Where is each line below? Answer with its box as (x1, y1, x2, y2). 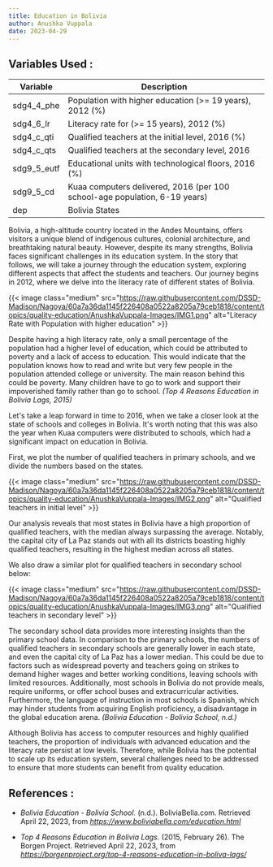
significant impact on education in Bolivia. (8, 436, 149, 447)
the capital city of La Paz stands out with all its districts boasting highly (8, 535, 246, 545)
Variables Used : (8, 57, 93, 71)
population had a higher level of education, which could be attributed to (8, 343, 248, 353)
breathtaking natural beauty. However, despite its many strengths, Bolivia (8, 243, 253, 253)
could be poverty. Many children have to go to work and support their (8, 378, 241, 388)
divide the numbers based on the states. (8, 461, 144, 471)
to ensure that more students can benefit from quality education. (8, 763, 225, 773)
